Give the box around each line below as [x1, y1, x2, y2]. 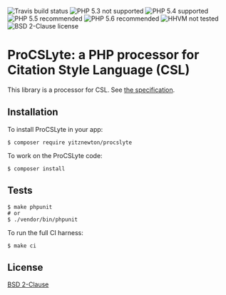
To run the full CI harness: [7, 228, 83, 237]
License [7, 261, 43, 274]
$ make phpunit [7, 203, 53, 210]
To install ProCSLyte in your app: [7, 125, 103, 133]
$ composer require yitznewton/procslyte [7, 139, 133, 146]
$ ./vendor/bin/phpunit [7, 216, 78, 223]
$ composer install [7, 165, 66, 172]
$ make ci [7, 242, 37, 249]
